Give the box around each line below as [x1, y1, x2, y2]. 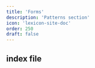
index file [6, 54, 42, 64]
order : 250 [6, 25, 34, 32]
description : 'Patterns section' [6, 14, 90, 20]
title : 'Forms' [6, 8, 44, 15]
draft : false [6, 31, 39, 37]
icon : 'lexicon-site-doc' [6, 20, 71, 26]
